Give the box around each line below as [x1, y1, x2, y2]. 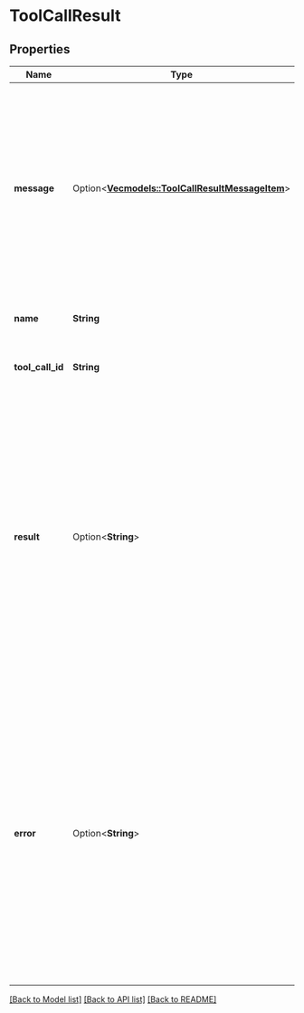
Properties [9, 42, 71, 57]
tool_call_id [14, 361, 64, 373]
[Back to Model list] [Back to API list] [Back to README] [9, 994, 217, 1005]
